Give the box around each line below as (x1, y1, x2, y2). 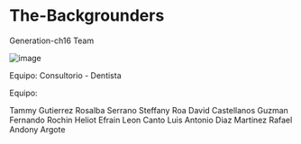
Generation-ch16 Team (9, 35, 95, 46)
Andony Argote (9, 123, 66, 135)
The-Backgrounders (9, 5, 165, 26)
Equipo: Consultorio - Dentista (9, 69, 122, 81)
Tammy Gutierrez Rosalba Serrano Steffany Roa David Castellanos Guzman (9, 104, 288, 115)
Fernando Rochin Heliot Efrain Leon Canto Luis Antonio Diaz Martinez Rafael (9, 114, 293, 125)
